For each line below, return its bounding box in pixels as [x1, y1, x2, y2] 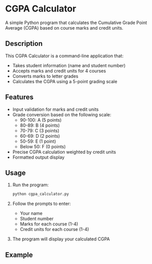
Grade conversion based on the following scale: [12, 111, 111, 118]
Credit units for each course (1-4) [20, 226, 89, 232]
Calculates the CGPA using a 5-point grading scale [12, 78, 117, 84]
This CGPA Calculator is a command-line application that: [5, 53, 124, 59]
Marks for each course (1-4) [20, 221, 79, 227]
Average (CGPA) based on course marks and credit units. [5, 25, 124, 31]
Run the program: [12, 182, 49, 188]
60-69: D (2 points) [20, 133, 60, 139]
